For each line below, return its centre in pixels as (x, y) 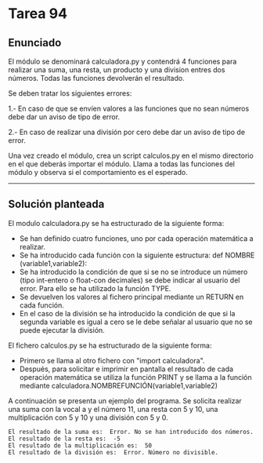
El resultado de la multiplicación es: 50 (80, 445)
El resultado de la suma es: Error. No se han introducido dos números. (131, 432)
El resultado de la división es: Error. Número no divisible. (113, 452)
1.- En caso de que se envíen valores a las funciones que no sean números (129, 108)
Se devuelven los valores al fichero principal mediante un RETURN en (131, 297)
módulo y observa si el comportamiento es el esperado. (98, 172)
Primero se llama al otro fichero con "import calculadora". (112, 360)
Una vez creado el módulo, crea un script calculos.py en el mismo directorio (131, 155)
